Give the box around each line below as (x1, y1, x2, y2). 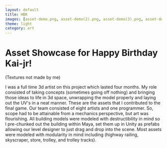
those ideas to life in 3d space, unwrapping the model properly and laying (5, 95, 156, 101)
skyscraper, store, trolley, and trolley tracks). (5, 137, 96, 143)
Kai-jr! (5, 58, 32, 69)
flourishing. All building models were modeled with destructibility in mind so (5, 116, 160, 122)
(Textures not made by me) (5, 74, 61, 80)
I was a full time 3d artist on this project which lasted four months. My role (5, 84, 157, 90)
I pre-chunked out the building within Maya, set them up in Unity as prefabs (5, 121, 160, 127)
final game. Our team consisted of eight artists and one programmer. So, (5, 105, 154, 111)
